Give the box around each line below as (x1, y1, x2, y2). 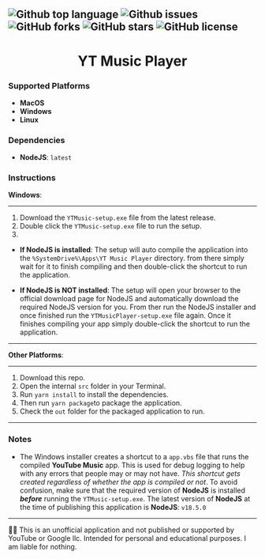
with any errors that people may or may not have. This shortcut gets (19, 468, 241, 478)
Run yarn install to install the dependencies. (19, 390, 169, 399)
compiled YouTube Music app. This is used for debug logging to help (19, 460, 245, 470)
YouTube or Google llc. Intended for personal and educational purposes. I (8, 533, 247, 542)
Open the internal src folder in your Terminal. (19, 381, 166, 391)
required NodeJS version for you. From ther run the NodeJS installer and (19, 302, 256, 312)
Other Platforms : (8, 350, 65, 360)
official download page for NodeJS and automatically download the (19, 294, 239, 304)
